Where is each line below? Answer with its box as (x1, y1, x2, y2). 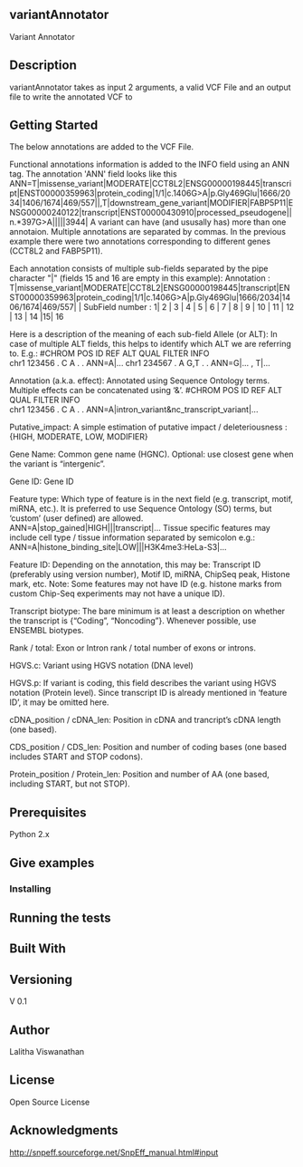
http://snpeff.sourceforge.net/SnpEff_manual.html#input (9, 1146, 219, 1158)
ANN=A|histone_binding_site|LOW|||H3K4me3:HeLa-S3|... (9, 542, 228, 553)
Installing (9, 882, 52, 895)
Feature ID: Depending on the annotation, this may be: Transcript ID (9, 559, 261, 570)
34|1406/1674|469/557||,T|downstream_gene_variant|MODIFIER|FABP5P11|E (9, 198, 294, 208)
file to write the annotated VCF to (9, 91, 133, 102)
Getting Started (9, 118, 99, 133)
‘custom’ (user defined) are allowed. (9, 513, 144, 524)
